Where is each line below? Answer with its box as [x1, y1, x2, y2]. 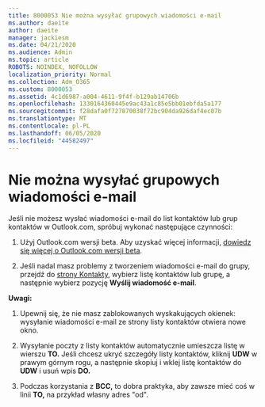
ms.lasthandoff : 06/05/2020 [8, 129, 102, 137]
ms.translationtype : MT [8, 115, 87, 123]
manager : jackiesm [8, 33, 69, 42]
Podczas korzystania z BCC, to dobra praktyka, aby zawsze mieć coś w [19, 382, 255, 391]
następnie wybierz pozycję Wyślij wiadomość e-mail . [19, 278, 197, 287]
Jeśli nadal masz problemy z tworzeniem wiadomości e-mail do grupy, [19, 261, 251, 271]
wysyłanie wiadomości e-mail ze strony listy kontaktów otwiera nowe [19, 318, 246, 327]
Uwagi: [8, 294, 33, 303]
